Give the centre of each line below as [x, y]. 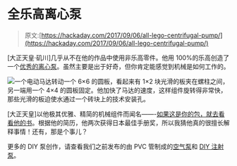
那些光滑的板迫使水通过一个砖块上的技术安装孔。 [78, 98]
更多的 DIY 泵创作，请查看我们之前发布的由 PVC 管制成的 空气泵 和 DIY [109, 146]
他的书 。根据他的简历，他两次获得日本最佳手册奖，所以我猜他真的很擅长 [118, 122]
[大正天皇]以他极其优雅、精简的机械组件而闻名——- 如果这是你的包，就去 [113, 114]
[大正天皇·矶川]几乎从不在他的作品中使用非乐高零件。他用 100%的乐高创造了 [119, 58]
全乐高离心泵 [45, 14]
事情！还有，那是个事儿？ [50, 132]
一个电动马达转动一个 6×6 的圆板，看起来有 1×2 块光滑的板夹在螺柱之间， [122, 81]
